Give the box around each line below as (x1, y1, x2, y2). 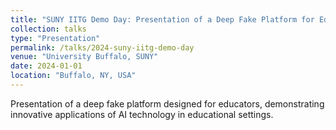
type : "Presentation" (10, 33, 101, 43)
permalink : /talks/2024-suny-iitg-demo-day (10, 42, 195, 53)
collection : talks (10, 24, 87, 34)
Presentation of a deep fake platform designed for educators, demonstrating (10, 97, 325, 110)
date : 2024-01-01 (10, 61, 83, 71)
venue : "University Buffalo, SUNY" (10, 52, 159, 62)
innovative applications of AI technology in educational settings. (10, 108, 274, 120)
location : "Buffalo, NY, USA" (10, 71, 137, 81)
